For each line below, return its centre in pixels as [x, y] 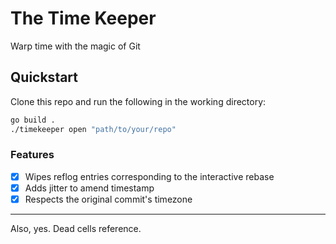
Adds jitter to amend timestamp [89, 188]
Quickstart [44, 77]
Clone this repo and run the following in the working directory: [138, 101]
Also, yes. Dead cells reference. [76, 228]
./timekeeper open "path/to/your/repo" [93, 129]
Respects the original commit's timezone [108, 199]
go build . [33, 120]
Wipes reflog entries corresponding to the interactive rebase [149, 176]
